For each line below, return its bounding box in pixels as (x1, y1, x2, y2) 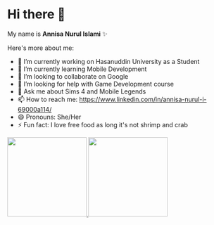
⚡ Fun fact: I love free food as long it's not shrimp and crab (17, 120, 188, 129)
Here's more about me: (7, 44, 74, 52)
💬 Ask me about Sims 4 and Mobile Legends (17, 87, 146, 96)
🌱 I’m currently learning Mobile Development (17, 65, 147, 73)
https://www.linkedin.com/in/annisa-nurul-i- (79, 95, 207, 103)
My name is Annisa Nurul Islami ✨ (7, 30, 108, 38)
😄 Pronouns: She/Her (17, 112, 82, 121)
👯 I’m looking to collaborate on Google (17, 72, 129, 80)
